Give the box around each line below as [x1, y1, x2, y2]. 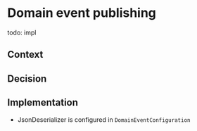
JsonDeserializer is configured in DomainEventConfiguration [17, 115, 191, 124]
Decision [7, 73, 47, 85]
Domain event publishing [7, 5, 157, 21]
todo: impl [7, 28, 37, 37]
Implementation [7, 96, 79, 108]
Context [7, 49, 44, 61]
